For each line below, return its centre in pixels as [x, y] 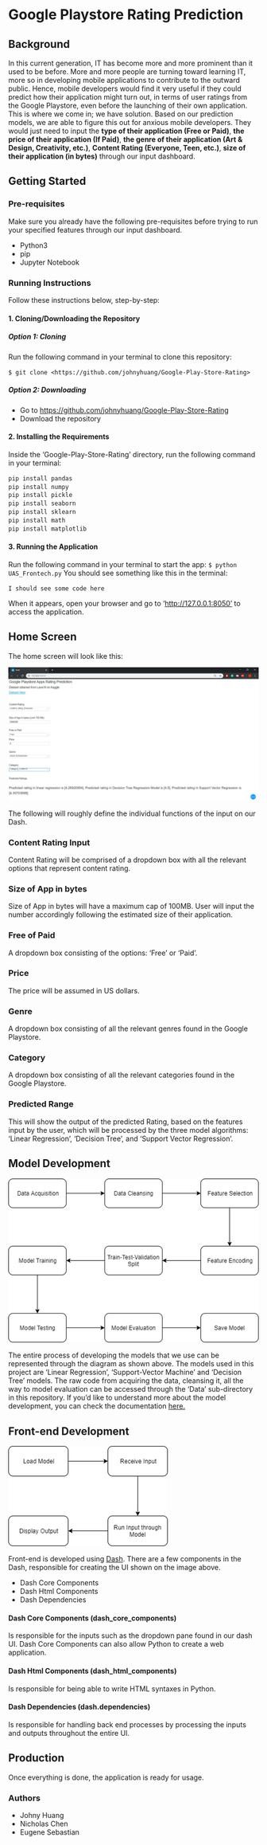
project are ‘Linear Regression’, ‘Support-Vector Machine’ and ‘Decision [125, 1373]
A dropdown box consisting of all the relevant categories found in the [122, 1075]
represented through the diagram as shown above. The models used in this [131, 1364]
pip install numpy [39, 487]
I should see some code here [56, 589]
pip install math [37, 521]
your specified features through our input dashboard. [95, 229]
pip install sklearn [43, 512]
